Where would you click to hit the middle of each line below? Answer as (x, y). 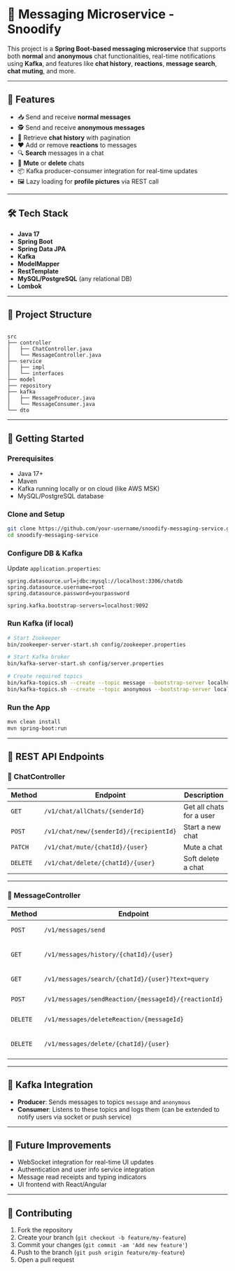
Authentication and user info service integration (86, 1169)
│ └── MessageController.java (54, 355)
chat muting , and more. (42, 71)
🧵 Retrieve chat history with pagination (74, 137)
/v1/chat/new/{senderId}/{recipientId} (111, 831)
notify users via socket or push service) (74, 1117)
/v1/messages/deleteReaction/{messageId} (114, 1019)
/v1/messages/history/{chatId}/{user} (109, 954)
